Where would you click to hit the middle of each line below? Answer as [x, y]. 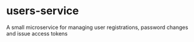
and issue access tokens [37, 33]
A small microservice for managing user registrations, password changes [97, 27]
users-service [43, 11]
